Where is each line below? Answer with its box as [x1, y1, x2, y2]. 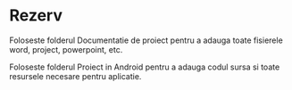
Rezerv [9, 5, 63, 26]
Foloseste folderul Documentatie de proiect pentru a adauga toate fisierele [9, 35, 283, 45]
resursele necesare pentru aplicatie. [9, 70, 142, 81]
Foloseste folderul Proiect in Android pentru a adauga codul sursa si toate [9, 61, 280, 72]
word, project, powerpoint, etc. [9, 44, 123, 54]
